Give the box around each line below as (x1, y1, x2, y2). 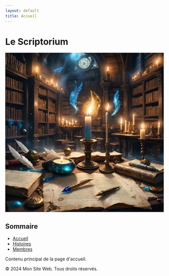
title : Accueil (5, 13, 37, 19)
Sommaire (5, 222, 38, 231)
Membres (12, 246, 33, 252)
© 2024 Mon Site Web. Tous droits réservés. (5, 266, 98, 272)
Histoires (12, 241, 31, 247)
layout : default (5, 8, 39, 13)
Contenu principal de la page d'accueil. (5, 256, 87, 262)
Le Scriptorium (5, 36, 68, 48)
